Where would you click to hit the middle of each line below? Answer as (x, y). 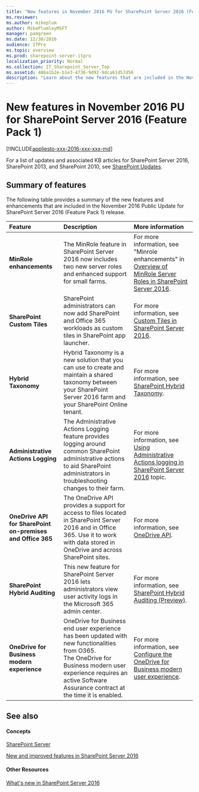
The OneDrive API (88, 498)
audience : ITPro (26, 45)
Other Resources (28, 769)
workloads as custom (93, 328)
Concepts (18, 731)
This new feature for (92, 567)
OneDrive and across (93, 549)
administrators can (89, 306)
